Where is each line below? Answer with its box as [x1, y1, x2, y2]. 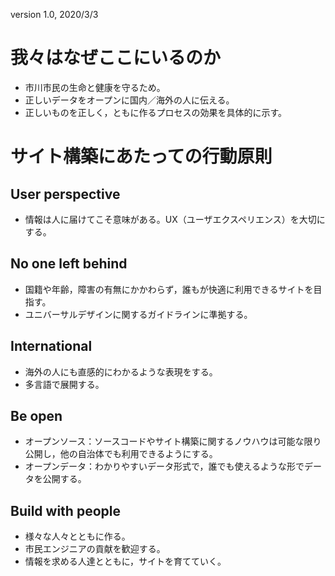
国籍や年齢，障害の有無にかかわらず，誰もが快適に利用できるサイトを [24, 283, 314, 295]
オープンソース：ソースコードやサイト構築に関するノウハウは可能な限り [24, 435, 322, 448]
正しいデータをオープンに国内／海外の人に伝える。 [24, 94, 235, 106]
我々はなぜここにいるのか [10, 47, 222, 69]
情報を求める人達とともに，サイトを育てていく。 [24, 555, 227, 568]
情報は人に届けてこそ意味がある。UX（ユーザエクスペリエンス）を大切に [24, 213, 326, 225]
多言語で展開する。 [24, 378, 105, 390]
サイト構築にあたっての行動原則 [10, 145, 273, 168]
